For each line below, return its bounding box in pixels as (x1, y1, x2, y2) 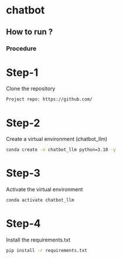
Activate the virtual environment (6, 186, 83, 193)
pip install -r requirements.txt (6, 247, 88, 253)
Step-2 (6, 116, 40, 129)
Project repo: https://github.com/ (6, 96, 93, 102)
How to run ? (6, 27, 53, 37)
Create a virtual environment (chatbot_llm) (6, 136, 108, 143)
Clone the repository (6, 85, 55, 92)
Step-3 (6, 167, 41, 180)
